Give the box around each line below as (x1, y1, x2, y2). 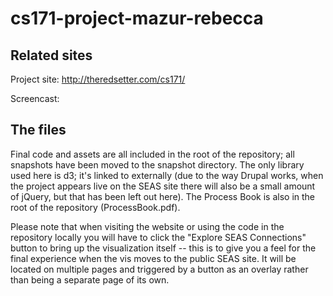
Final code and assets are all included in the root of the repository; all (10, 148, 295, 160)
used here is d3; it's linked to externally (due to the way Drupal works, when (10, 169, 324, 181)
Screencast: (10, 93, 60, 104)
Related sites (10, 47, 93, 64)
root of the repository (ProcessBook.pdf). (10, 201, 181, 213)
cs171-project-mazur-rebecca (10, 7, 264, 30)
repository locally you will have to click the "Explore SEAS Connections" (10, 231, 307, 243)
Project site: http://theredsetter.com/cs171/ (10, 73, 186, 85)
